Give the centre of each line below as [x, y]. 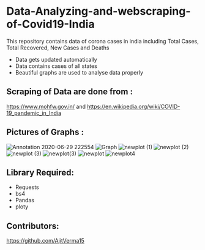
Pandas [25, 200]
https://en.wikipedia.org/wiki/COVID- [133, 106]
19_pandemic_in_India [34, 113]
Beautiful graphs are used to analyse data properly [79, 72]
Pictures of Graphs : [45, 132]
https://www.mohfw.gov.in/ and [46, 106]
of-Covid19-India [50, 24]
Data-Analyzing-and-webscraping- [99, 11]
